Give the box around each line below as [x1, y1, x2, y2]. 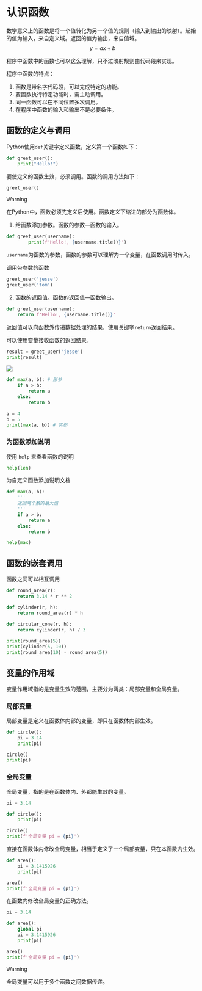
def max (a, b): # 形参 [6, 377, 62, 383]
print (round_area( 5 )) [6, 638, 62, 644]
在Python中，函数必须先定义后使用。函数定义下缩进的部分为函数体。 [6, 208, 179, 216]
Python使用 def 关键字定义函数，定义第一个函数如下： [6, 143, 140, 150]
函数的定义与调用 [6, 126, 71, 136]
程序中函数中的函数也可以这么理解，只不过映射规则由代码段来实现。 [6, 57, 178, 64]
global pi [17, 926, 43, 932]
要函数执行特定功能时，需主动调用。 [15, 90, 107, 98]
